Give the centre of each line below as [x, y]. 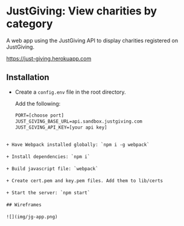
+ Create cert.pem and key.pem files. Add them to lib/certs [85, 181]
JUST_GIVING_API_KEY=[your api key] [61, 127]
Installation [28, 77]
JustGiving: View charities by [82, 11]
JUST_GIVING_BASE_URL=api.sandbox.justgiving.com [79, 121]
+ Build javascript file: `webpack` [52, 169]
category [30, 24]
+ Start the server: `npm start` [48, 193]
